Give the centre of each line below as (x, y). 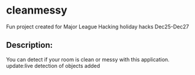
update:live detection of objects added (53, 66)
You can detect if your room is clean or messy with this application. (88, 59)
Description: (30, 45)
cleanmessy (37, 10)
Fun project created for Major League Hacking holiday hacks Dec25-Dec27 (97, 27)
